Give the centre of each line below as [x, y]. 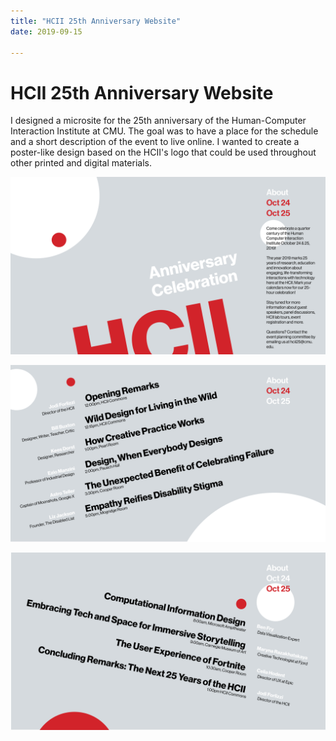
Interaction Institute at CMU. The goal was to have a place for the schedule [164, 131]
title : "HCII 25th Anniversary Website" [96, 21]
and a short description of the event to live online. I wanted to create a [155, 142]
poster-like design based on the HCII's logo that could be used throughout [163, 152]
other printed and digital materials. [81, 163]
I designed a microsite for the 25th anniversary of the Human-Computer [158, 121]
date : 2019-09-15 [46, 31]
